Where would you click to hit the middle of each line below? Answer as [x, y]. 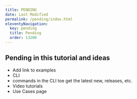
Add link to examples [34, 70]
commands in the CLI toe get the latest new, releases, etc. [72, 80]
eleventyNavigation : [27, 24]
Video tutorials [28, 86]
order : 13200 [23, 38]
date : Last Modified [27, 14]
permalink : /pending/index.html [39, 19]
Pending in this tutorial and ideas [58, 58]
